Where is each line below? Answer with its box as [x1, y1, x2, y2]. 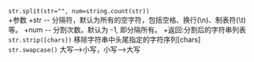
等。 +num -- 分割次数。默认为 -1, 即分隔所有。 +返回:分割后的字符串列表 [8, 25, 247, 35]
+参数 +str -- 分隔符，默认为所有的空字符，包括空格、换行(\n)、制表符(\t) [8, 16, 246, 24]
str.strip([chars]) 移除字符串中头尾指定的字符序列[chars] [8, 35, 201, 44]
